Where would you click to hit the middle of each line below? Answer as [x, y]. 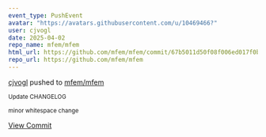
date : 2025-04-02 [37, 38]
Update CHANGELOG [37, 97]
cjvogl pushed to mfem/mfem [56, 82]
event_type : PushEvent [46, 15]
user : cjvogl [30, 30]
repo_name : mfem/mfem [44, 45]
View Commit [30, 125]
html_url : [25, 52]
